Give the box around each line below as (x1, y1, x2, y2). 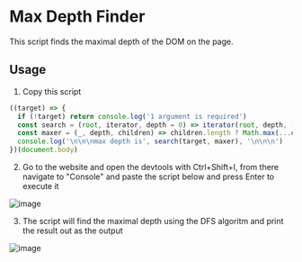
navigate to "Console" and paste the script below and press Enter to (22, 171, 275, 182)
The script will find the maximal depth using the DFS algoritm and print (22, 216, 284, 226)
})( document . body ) (9, 146, 78, 155)
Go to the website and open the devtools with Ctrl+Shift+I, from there (22, 162, 280, 172)
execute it (22, 181, 59, 191)
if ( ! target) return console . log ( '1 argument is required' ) (17, 112, 247, 121)
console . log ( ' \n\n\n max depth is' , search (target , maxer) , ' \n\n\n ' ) (17, 137, 284, 146)
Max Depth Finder (9, 6, 146, 27)
